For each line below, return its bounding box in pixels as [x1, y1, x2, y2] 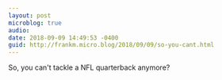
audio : [8, 26, 30, 34]
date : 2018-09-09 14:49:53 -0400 [8, 33, 119, 42]
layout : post [8, 11, 52, 20]
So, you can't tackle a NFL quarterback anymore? [8, 63, 170, 72]
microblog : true [8, 19, 62, 27]
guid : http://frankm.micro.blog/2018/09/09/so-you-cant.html [8, 41, 215, 49]
